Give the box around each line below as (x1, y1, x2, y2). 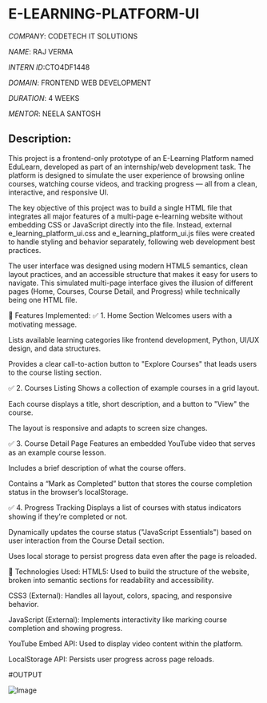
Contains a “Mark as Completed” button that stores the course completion (8, 478, 253, 488)
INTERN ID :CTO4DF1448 (8, 62, 90, 72)
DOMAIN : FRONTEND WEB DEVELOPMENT (8, 78, 152, 87)
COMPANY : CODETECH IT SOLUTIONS (8, 31, 138, 41)
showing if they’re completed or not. (8, 512, 128, 521)
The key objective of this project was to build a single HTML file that (8, 203, 233, 212)
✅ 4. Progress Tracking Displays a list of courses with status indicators (8, 502, 241, 512)
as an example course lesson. (8, 448, 106, 457)
